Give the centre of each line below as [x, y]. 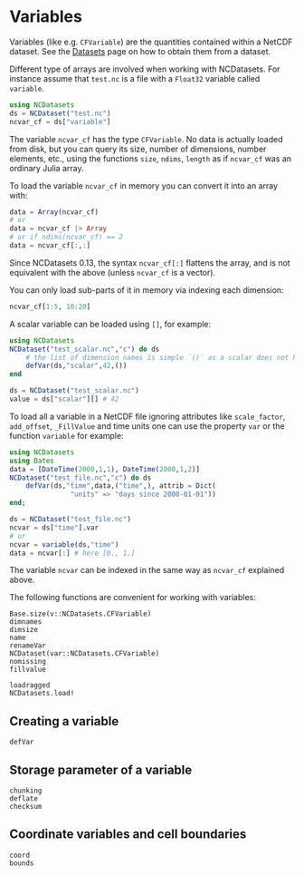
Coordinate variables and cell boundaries [128, 835]
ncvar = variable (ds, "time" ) [64, 544]
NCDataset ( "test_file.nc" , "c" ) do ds [81, 478]
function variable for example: [66, 435]
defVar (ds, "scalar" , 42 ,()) [76, 366]
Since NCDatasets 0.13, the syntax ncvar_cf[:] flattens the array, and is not [150, 262]
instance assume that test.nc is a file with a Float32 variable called [135, 78]
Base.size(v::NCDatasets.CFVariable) [81, 614]
